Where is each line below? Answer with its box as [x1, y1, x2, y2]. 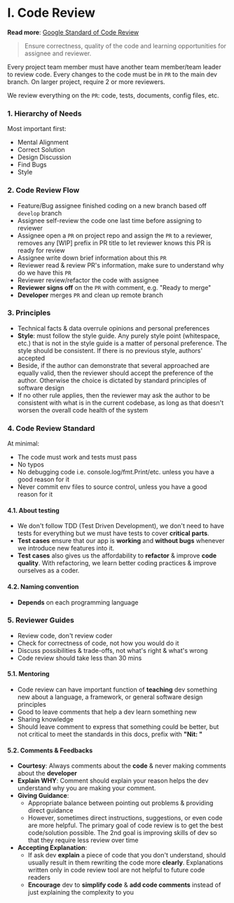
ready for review [17, 246, 65, 254]
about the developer [17, 769, 78, 778]
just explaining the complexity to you [27, 888, 135, 897]
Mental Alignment [17, 138, 69, 146]
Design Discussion [17, 153, 71, 162]
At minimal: [7, 439, 40, 448]
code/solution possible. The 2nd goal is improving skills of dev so [27, 829, 217, 837]
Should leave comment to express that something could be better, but [17, 723, 219, 731]
